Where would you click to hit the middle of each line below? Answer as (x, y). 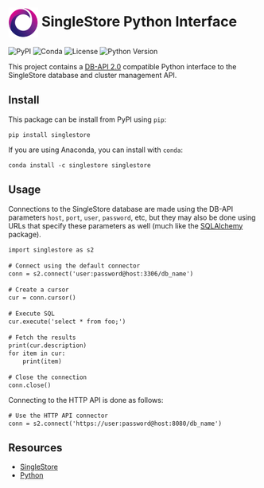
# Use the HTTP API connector (58, 416)
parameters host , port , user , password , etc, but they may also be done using (132, 217)
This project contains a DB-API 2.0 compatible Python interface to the (122, 66)
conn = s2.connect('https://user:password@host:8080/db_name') (115, 424)
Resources (35, 448)
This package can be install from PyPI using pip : (87, 119)
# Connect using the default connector (74, 266)
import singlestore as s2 (51, 250)
